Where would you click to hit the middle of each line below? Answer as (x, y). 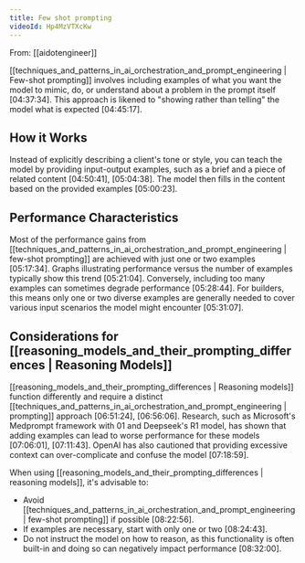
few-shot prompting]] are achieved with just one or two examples (132, 259)
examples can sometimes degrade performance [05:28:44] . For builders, (147, 288)
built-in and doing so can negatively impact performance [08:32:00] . (152, 548)
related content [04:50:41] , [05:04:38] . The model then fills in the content (147, 179)
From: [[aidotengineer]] (53, 52)
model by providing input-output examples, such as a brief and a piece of (147, 169)
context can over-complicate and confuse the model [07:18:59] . (129, 454)
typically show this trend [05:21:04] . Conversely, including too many (137, 279)
